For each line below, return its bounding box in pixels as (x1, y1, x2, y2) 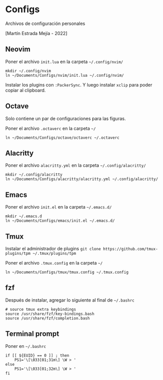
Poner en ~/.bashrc (5, 343, 46, 349)
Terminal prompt (5, 330, 60, 338)
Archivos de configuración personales (5, 20, 86, 26)
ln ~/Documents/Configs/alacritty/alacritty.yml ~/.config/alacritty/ (5, 177, 158, 182)
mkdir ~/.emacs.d (5, 214, 42, 219)
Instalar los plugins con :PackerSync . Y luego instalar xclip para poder (5, 81, 153, 87)
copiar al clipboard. (5, 87, 46, 93)
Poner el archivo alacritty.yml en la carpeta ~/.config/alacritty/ (5, 162, 146, 168)
